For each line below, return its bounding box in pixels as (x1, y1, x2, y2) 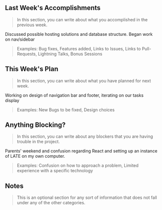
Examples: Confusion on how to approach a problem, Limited (16, 163, 139, 168)
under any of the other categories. (16, 200, 86, 206)
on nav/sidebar (5, 36, 35, 42)
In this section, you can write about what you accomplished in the (16, 16, 148, 22)
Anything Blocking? (5, 121, 66, 129)
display (5, 97, 19, 103)
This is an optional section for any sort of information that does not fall (16, 195, 157, 200)
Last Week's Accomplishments (5, 4, 101, 12)
